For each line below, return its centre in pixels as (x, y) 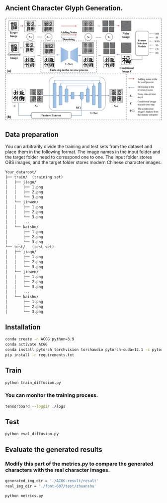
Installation (23, 327)
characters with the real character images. (58, 470)
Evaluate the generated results (54, 449)
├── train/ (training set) (34, 177)
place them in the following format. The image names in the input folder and (83, 152)
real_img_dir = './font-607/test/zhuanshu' (51, 486)
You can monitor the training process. (52, 395)
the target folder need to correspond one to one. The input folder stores (79, 157)
